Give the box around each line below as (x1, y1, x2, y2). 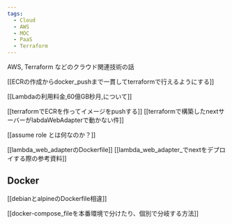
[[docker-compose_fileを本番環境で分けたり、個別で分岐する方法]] (7, 209, 199, 217)
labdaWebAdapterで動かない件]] (31, 116, 124, 124)
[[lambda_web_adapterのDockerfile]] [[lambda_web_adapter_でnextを (7, 146, 208, 154)
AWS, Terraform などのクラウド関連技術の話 (7, 63, 134, 70)
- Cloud (13, 17, 36, 24)
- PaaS (13, 36, 33, 43)
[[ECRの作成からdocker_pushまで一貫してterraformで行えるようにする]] (7, 77, 215, 86)
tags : (7, 10, 23, 17)
